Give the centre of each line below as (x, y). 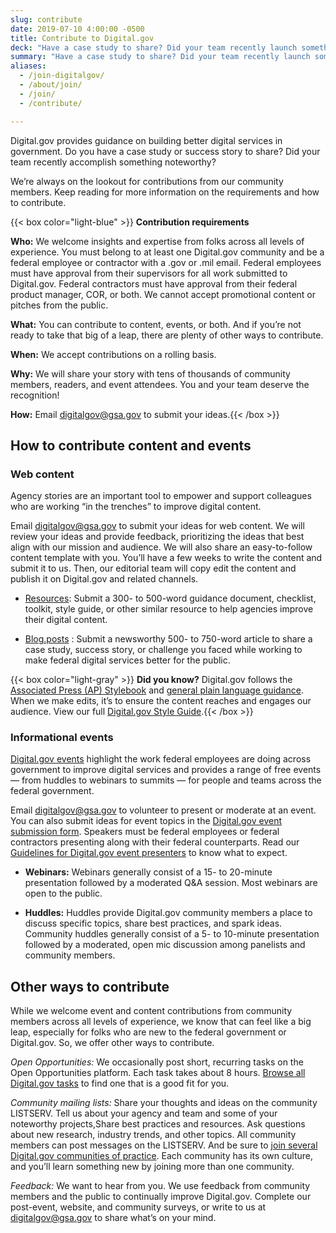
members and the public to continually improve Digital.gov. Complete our (161, 1197)
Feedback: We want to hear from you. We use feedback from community (160, 1186)
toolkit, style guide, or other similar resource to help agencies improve (169, 609)
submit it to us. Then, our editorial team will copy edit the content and (153, 568)
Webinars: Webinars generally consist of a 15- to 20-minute (148, 872)
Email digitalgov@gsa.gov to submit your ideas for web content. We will (157, 526)
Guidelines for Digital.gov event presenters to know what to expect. (149, 853)
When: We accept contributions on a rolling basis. (113, 354)
